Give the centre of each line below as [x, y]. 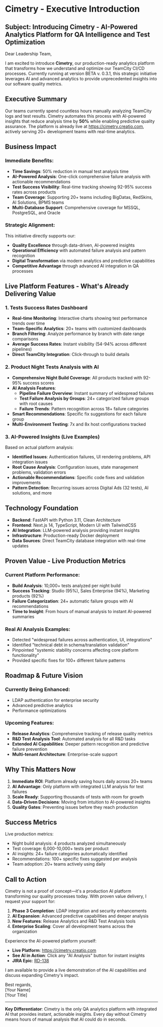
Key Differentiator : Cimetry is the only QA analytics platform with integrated [81, 1009]
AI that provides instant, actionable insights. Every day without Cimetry [76, 1014]
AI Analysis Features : [34, 388]
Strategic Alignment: [30, 225]
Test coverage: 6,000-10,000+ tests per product [60, 849]
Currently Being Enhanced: [38, 690]
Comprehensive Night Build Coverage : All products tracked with [77, 377]
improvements [26, 483]
